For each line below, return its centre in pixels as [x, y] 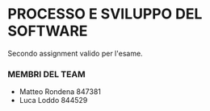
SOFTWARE [48, 31]
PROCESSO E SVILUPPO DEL [105, 14]
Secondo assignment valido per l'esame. [75, 53]
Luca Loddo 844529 [53, 101]
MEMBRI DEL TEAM [46, 74]
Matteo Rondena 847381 [60, 92]
